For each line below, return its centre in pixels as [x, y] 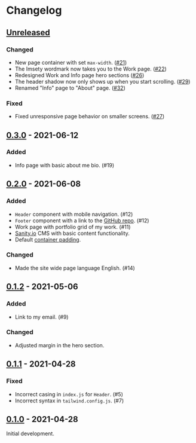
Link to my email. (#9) [42, 317]
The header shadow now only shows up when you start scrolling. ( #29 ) [102, 81]
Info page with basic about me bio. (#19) [65, 165]
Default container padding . [48, 239]
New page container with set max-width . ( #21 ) [71, 62]
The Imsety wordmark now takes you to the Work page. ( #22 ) [91, 69]
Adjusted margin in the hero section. [59, 345]
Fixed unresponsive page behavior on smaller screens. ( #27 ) [90, 117]
